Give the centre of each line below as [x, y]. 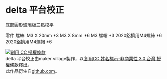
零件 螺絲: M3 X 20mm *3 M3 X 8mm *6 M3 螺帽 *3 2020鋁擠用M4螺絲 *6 [84, 35]
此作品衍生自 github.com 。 [32, 71]
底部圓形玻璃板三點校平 [29, 25]
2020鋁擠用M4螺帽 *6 [29, 42]
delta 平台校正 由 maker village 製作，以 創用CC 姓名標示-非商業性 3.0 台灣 [80, 58]
